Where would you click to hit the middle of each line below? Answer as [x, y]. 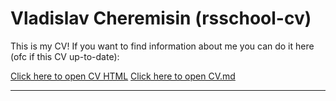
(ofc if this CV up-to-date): [65, 56]
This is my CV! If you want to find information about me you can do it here [162, 46]
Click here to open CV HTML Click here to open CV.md [123, 76]
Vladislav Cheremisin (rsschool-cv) [161, 18]
